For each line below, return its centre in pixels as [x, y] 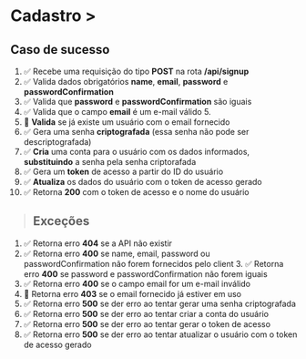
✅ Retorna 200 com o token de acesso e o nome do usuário [136, 192]
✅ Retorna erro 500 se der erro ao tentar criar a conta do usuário [146, 313]
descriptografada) [57, 142]
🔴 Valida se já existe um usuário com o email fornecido [127, 122]
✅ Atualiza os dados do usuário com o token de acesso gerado [143, 182]
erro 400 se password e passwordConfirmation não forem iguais [145, 273]
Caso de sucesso [60, 50]
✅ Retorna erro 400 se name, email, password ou [117, 253]
